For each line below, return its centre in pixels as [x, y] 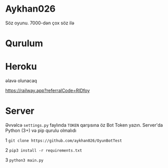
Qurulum [24, 43]
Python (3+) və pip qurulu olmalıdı [41, 130]
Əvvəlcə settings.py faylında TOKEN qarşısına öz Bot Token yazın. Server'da [84, 125]
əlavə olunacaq [21, 81]
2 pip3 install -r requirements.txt [44, 150]
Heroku [21, 67]
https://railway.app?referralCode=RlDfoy [48, 91]
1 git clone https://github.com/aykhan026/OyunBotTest [64, 140]
